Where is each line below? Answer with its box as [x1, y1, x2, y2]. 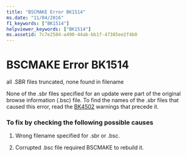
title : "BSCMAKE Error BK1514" [6, 9, 86, 15]
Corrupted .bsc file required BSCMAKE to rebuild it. [15, 144, 144, 152]
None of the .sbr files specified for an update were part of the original [6, 90, 181, 98]
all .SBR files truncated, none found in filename [6, 78, 124, 86]
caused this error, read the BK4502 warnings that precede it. [6, 103, 159, 111]
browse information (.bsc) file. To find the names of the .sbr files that [6, 97, 179, 104]
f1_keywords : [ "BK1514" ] [6, 20, 69, 26]
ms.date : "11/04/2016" [6, 15, 64, 21]
